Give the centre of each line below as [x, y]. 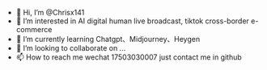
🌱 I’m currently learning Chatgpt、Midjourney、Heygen [108, 39]
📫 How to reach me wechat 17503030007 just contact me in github [129, 57]
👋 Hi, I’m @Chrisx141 [50, 12]
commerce [34, 29]
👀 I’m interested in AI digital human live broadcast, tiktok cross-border [132, 21]
